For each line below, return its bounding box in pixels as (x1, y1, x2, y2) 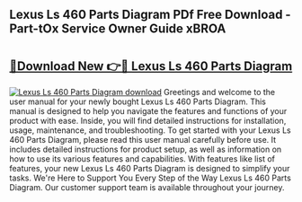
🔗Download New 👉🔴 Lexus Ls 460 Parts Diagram (9, 58, 293, 74)
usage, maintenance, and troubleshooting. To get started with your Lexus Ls (9, 125, 291, 136)
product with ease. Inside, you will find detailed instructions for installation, (9, 116, 287, 126)
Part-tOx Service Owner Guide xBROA (9, 22, 226, 37)
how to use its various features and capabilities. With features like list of (9, 154, 276, 164)
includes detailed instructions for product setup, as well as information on (9, 144, 282, 154)
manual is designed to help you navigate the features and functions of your (9, 106, 288, 116)
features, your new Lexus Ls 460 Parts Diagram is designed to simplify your (9, 163, 290, 173)
